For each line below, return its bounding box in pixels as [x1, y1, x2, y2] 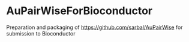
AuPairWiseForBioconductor [6, 4, 153, 18]
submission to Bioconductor [6, 30, 76, 37]
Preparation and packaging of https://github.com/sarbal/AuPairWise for [6, 24, 183, 31]
